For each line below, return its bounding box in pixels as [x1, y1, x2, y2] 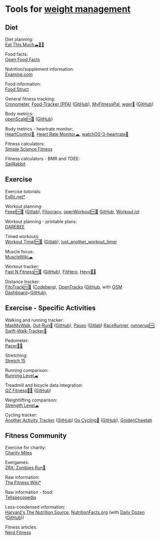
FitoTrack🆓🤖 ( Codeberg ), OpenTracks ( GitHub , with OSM [5, 284, 122, 290]
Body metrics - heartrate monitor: [5, 126, 74, 132]
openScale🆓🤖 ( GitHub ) [5, 116, 53, 122]
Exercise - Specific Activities [5, 304, 96, 312]
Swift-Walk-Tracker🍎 [5, 328, 47, 334]
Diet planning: [5, 36, 34, 42]
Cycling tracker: [5, 412, 38, 418]
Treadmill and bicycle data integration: [5, 382, 83, 388]
